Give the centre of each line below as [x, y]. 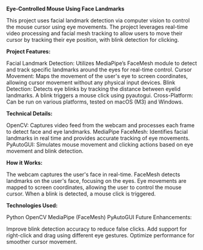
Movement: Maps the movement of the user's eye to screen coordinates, [97, 76]
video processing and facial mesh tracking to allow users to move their [95, 33]
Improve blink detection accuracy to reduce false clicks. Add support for [97, 229]
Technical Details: [29, 113]
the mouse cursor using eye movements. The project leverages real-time [97, 27]
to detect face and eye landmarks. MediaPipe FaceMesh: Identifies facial [97, 132]
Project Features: [28, 51]
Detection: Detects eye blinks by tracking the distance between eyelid [93, 89]
